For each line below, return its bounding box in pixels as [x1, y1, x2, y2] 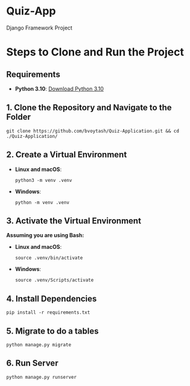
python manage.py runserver [6, 374, 77, 380]
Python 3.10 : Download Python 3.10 [14, 85, 104, 92]
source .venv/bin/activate [14, 255, 83, 261]
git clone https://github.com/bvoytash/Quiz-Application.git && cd [6, 128, 180, 134]
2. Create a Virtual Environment [6, 149, 127, 160]
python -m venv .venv [14, 199, 69, 205]
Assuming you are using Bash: [6, 232, 84, 239]
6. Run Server [6, 358, 59, 369]
